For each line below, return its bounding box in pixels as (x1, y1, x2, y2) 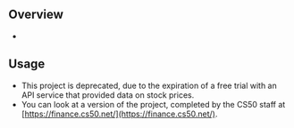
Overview (8, 7, 64, 22)
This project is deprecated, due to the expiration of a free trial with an (21, 80, 278, 91)
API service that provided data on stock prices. (21, 89, 195, 100)
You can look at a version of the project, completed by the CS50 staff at (21, 99, 286, 109)
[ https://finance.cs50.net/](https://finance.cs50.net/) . (21, 108, 218, 119)
